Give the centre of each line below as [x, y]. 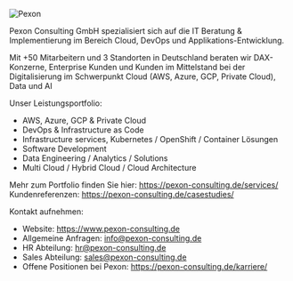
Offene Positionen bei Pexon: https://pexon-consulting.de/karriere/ [145, 266]
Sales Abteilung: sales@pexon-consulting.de [104, 257]
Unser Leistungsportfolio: [56, 103]
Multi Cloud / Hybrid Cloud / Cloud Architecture [109, 168]
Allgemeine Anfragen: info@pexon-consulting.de [112, 238]
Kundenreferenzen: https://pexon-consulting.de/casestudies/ [122, 194]
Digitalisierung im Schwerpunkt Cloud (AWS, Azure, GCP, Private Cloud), [142, 76]
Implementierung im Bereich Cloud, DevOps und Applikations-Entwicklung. [147, 40]
